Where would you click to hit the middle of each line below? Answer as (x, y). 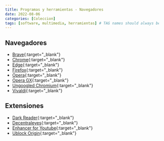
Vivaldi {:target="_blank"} (37, 91)
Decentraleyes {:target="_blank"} (45, 123)
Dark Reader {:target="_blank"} (43, 118)
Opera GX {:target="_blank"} (41, 80)
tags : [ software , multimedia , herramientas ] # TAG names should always (79, 23)
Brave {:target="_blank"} (36, 54)
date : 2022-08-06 (23, 14)
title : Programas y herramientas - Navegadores (54, 9)
